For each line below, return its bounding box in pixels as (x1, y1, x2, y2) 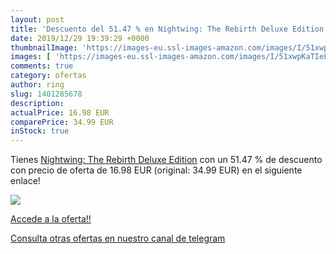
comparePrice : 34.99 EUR (10, 117, 114, 127)
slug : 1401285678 (10, 89, 83, 99)
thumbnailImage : (10, 42, 78, 53)
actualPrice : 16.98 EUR (10, 107, 110, 118)
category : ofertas (10, 71, 87, 81)
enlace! (10, 175, 41, 187)
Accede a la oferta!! (10, 213, 92, 225)
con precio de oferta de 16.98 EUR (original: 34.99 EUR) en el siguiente (10, 164, 303, 176)
